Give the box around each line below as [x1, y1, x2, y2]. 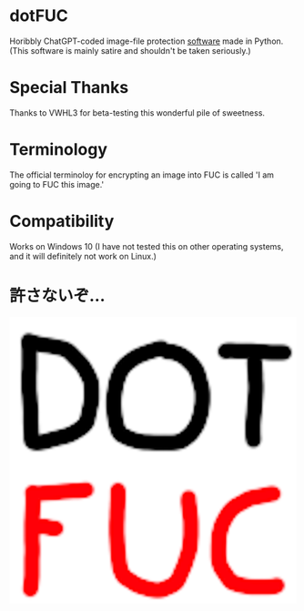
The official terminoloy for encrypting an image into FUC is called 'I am [9, 169, 275, 180]
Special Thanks [9, 77, 129, 98]
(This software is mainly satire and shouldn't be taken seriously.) [9, 45, 252, 56]
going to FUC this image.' [9, 178, 105, 189]
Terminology [9, 139, 107, 160]
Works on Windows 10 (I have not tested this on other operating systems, [9, 240, 284, 251]
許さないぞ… [9, 285, 106, 306]
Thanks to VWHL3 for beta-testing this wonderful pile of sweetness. [9, 107, 266, 118]
